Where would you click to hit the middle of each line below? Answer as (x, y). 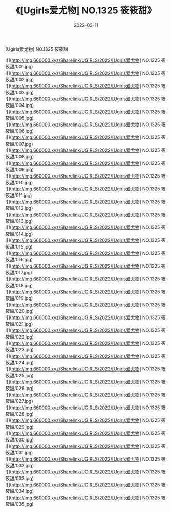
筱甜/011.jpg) (19, 195)
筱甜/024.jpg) (20, 362)
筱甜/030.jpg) (20, 439)
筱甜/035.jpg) (20, 504)
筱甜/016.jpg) (19, 259)
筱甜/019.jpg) (19, 298)
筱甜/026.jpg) (20, 388)
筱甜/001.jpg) (19, 66)
